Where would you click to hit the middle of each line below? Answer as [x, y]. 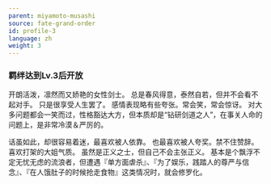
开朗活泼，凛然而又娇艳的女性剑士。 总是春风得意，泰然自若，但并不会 [126, 94]
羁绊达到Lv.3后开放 [46, 76]
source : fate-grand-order [52, 23]
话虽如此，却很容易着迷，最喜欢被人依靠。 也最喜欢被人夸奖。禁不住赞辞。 [133, 142]
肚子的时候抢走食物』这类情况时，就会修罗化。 [129, 172]
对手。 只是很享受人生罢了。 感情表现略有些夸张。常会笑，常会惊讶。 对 [135, 105]
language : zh [30, 38]
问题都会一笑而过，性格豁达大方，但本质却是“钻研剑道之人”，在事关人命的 [139, 115]
